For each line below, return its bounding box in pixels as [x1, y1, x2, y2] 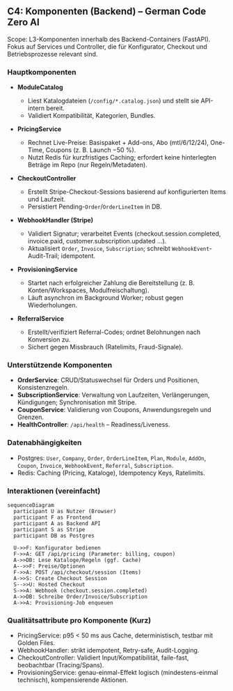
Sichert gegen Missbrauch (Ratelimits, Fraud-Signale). [27, 343, 183, 351]
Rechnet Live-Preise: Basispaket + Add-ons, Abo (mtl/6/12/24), [27, 139, 209, 147]
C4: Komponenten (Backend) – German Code [7, 6, 207, 17]
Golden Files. [17, 639, 56, 647]
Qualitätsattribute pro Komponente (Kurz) [7, 615, 152, 625]
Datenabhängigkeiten [7, 438, 82, 448]
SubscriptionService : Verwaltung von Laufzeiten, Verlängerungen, [17, 390, 210, 400]
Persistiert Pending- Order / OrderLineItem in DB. [27, 202, 162, 211]
